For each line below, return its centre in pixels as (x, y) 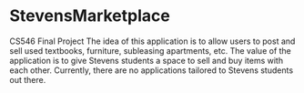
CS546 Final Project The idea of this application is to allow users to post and (152, 41)
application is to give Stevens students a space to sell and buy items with (147, 60)
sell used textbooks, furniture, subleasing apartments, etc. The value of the (150, 50)
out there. (28, 79)
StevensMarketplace (90, 16)
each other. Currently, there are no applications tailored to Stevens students (152, 70)
